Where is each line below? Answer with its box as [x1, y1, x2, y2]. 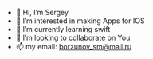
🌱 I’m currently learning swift [15, 25, 111, 33]
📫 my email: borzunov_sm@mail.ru [15, 42, 132, 51]
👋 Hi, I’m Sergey [15, 8, 69, 17]
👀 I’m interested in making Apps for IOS [15, 16, 145, 26]
